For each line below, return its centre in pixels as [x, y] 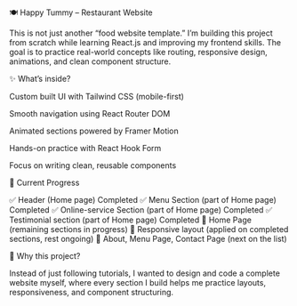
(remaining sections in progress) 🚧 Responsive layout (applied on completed [149, 229]
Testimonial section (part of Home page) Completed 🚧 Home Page [130, 220]
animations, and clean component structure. [90, 61]
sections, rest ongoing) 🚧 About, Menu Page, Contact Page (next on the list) [148, 239]
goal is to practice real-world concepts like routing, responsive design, [139, 52]
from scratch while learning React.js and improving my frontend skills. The [145, 42]
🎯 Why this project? [45, 256]
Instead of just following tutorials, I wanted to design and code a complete [144, 273]
